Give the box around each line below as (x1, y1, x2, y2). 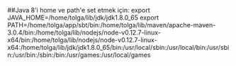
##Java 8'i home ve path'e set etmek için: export (7, 6, 150, 14)
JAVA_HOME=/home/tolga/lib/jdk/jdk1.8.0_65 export (7, 13, 159, 22)
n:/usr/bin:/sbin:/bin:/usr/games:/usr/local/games (7, 51, 151, 59)
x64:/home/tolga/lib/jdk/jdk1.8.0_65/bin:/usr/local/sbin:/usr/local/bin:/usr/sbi (7, 44, 230, 51)
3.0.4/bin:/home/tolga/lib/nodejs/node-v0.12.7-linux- (7, 28, 161, 37)
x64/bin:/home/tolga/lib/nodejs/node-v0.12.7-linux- (7, 36, 157, 44)
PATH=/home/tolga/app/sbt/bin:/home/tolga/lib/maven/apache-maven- (7, 21, 216, 29)
